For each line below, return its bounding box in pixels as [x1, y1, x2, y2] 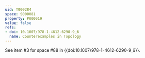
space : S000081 [5, 12, 36, 16]
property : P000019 [5, 16, 42, 21]
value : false [5, 20, 32, 26]
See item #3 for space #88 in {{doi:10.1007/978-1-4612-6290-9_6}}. [5, 47, 141, 53]
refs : [5, 25, 16, 30]
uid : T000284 [5, 7, 32, 12]
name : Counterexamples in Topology [9, 34, 81, 39]
